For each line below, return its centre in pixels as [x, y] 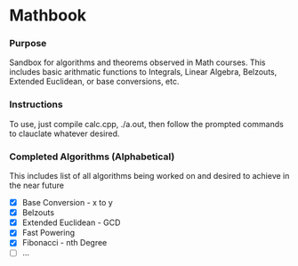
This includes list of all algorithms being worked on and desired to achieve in [149, 176]
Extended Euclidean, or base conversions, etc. [94, 82]
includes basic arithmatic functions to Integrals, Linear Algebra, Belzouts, [143, 72]
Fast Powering [48, 233]
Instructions [36, 105]
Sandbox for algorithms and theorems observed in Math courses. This [137, 62]
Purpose [28, 44]
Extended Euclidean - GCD [71, 222]
